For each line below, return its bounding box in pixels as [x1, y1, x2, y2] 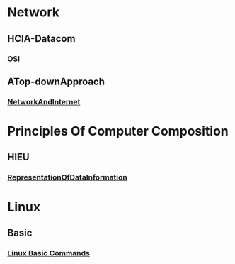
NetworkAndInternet [7, 97, 81, 106]
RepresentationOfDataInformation [7, 172, 127, 182]
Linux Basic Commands [7, 248, 90, 258]
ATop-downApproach [7, 75, 105, 87]
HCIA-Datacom [7, 33, 76, 45]
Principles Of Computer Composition [7, 123, 229, 139]
